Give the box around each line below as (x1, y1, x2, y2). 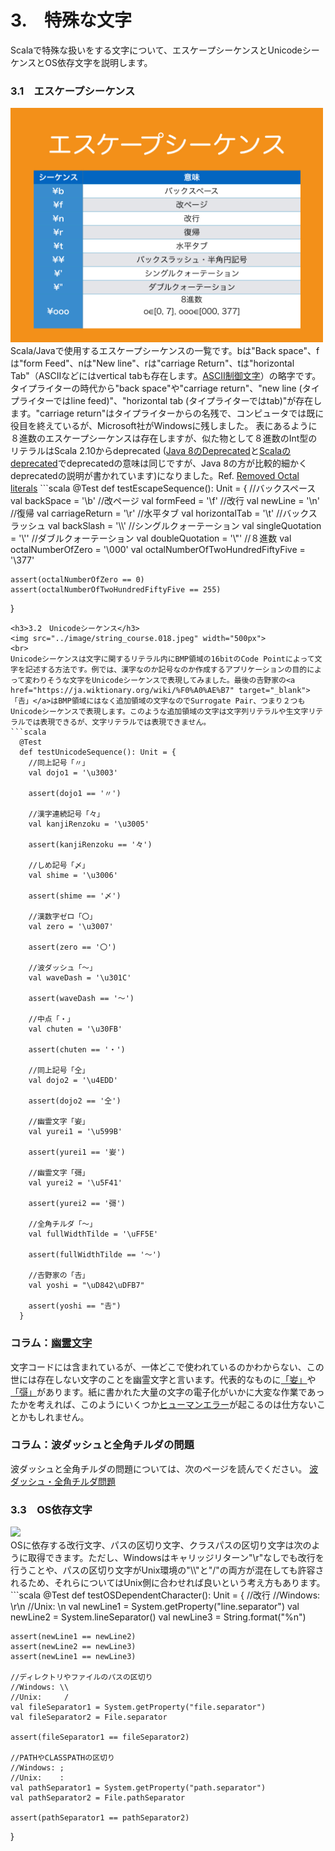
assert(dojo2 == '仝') (28, 1096, 122, 1106)
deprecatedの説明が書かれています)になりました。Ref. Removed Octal (10, 470, 300, 482)
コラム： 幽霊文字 (10, 1336, 93, 1350)
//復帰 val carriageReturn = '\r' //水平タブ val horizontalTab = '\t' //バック (10, 507, 309, 520)
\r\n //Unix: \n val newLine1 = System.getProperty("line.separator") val (10, 1601, 300, 1613)
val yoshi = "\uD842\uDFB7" (28, 1281, 145, 1291)
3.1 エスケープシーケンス (10, 84, 136, 98)
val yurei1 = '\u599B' (28, 1127, 123, 1137)
